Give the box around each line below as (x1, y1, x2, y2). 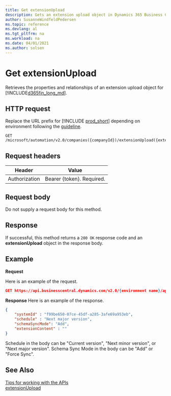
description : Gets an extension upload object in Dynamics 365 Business (5, 12, 163, 17)
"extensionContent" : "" (14, 326, 67, 331)
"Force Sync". (5, 351, 35, 357)
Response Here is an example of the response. (5, 297, 104, 304)
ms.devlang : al (5, 27, 38, 32)
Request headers (5, 152, 61, 160)
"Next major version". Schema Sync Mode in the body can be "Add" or (5, 345, 153, 352)
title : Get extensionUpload (5, 7, 65, 13)
